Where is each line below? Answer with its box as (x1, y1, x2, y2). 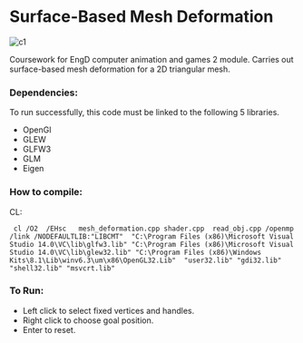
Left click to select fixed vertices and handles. (22, 305, 195, 316)
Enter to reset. (22, 324, 76, 335)
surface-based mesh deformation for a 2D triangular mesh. (9, 64, 231, 74)
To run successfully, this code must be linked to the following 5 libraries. (9, 107, 279, 118)
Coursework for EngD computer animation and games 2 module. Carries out (9, 54, 294, 64)
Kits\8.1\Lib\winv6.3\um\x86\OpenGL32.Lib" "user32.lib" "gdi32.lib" (9, 256, 282, 265)
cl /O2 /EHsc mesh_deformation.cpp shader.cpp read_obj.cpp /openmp (13, 224, 295, 233)
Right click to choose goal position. (22, 315, 154, 326)
